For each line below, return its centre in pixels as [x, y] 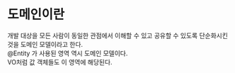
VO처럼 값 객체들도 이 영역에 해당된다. [60, 62]
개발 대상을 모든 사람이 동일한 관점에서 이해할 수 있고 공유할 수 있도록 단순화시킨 [118, 35]
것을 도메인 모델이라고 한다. [45, 44]
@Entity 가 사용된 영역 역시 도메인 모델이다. [68, 53]
